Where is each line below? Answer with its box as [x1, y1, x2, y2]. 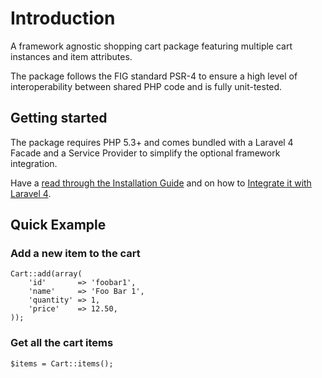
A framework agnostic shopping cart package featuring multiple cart [10, 40, 293, 52]
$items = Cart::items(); [10, 358, 114, 369]
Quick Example [10, 217, 107, 234]
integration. [10, 157, 58, 169]
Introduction [10, 7, 116, 30]
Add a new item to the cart [10, 247, 141, 261]
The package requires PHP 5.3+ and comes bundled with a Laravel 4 [10, 136, 294, 148]
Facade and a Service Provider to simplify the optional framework [10, 147, 281, 159]
